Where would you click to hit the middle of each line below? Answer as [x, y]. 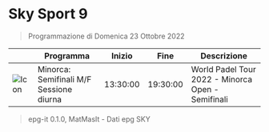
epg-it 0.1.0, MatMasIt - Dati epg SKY [89, 119]
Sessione [55, 89]
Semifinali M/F [64, 79]
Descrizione [224, 55]
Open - [205, 89]
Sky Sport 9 [48, 14]
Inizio [122, 55]
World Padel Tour [223, 69]
